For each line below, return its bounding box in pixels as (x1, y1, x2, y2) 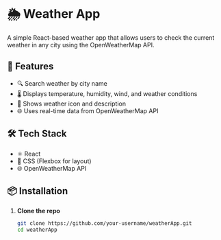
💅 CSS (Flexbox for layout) (16, 156, 92, 165)
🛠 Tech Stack (7, 128, 67, 140)
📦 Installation (7, 185, 68, 197)
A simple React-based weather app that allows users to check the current (7, 33, 215, 42)
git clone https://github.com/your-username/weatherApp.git (16, 220, 192, 227)
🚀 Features (7, 60, 54, 73)
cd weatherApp (16, 226, 57, 234)
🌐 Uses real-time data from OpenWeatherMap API (16, 106, 159, 115)
